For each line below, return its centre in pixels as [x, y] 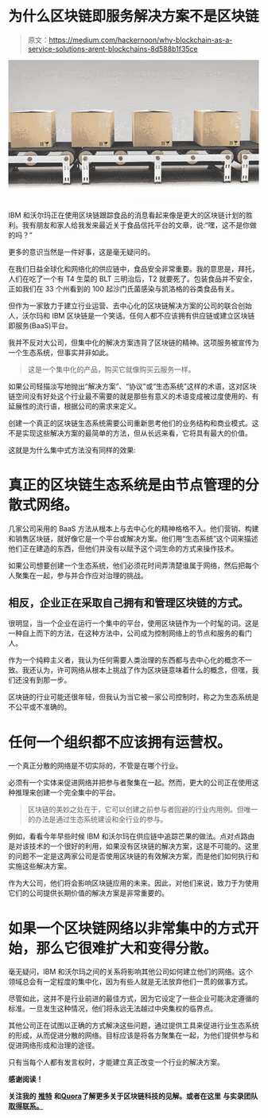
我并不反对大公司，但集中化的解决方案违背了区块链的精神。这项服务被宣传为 [134, 342]
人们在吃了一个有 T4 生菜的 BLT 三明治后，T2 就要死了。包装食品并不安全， [132, 279]
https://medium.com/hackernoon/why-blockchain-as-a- [141, 40]
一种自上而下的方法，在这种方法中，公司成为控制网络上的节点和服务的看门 [130, 633]
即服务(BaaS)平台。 [41, 325]
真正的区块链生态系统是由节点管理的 [127, 485]
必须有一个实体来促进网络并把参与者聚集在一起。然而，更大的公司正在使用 [130, 783]
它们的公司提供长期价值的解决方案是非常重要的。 [88, 893]
